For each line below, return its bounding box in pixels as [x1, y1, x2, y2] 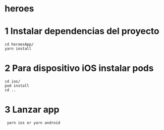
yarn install [4, 46, 32, 51]
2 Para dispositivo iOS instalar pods [4, 63, 154, 74]
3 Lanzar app [4, 104, 60, 115]
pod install [4, 84, 29, 88]
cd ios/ [4, 79, 21, 84]
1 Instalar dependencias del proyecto [4, 26, 160, 37]
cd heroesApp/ [4, 42, 34, 47]
